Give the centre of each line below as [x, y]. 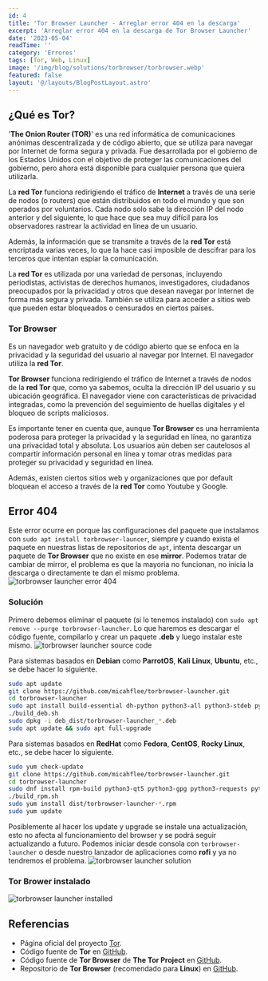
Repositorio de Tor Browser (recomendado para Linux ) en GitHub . [129, 969]
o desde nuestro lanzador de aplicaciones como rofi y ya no [138, 851]
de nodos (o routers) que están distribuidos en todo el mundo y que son [126, 201]
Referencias [39, 924]
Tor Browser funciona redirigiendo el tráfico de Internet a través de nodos [130, 379]
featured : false [35, 75]
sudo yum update [35, 812]
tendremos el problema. [47, 860]
